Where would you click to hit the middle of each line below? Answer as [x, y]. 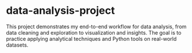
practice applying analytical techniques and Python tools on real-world [91, 39]
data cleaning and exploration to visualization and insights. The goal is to [94, 32]
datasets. [17, 45]
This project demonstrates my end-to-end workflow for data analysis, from [96, 26]
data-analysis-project [61, 11]
